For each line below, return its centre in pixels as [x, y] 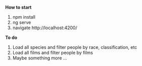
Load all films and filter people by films [53, 53]
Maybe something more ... [40, 58]
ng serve [22, 22]
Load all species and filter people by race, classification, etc [75, 47]
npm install [24, 17]
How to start [18, 7]
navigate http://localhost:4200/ [45, 28]
